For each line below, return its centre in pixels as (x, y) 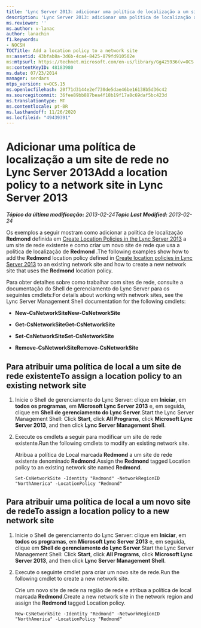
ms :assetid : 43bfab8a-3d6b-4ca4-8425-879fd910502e (71, 56)
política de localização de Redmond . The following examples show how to (98, 251)
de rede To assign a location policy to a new (88, 512)
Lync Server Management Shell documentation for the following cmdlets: (96, 301)
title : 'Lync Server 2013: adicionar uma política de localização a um (97, 12)
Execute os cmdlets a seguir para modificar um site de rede (88, 437)
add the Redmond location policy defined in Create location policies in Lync (100, 258)
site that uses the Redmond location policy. (60, 271)
